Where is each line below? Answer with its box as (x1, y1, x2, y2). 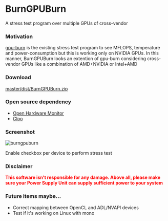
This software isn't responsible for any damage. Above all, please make (5, 174, 160, 180)
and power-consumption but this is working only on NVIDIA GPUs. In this (5, 50, 159, 57)
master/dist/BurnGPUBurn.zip (5, 85, 68, 91)
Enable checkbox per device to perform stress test (5, 150, 113, 156)
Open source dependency (5, 98, 72, 105)
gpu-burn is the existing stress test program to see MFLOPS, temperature (5, 45, 160, 51)
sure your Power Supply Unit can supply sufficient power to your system (5, 180, 163, 186)
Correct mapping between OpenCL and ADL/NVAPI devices (12, 204, 139, 211)
